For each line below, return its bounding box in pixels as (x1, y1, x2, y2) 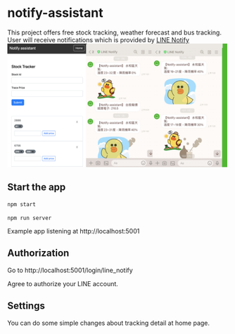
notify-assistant (7, 5, 103, 21)
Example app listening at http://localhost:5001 (7, 227, 140, 235)
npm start (7, 201, 37, 208)
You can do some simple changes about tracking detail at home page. (7, 319, 210, 327)
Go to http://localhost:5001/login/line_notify (7, 266, 134, 274)
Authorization (7, 248, 70, 259)
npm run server (7, 214, 52, 221)
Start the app (7, 181, 66, 193)
